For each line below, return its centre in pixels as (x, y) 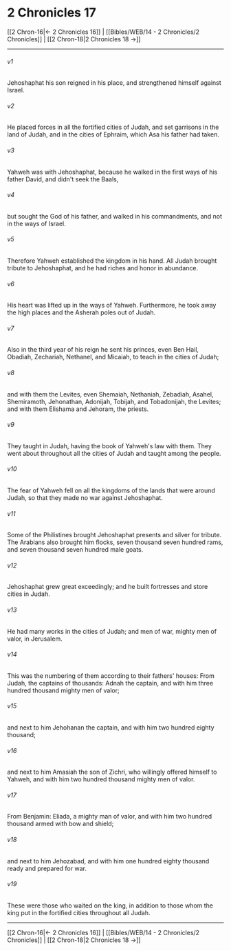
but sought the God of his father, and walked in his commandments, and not (114, 216)
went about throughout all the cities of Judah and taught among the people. (114, 453)
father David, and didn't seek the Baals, (63, 179)
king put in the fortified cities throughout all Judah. (79, 912)
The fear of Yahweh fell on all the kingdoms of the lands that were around (111, 490)
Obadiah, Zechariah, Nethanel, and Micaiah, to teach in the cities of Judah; (113, 357)
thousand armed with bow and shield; (60, 824)
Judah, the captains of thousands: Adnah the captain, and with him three (110, 683)
